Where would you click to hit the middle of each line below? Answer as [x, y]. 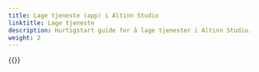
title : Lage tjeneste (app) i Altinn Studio [84, 15]
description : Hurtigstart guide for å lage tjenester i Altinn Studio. [130, 30]
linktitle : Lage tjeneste [51, 23]
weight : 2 [25, 38]
